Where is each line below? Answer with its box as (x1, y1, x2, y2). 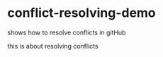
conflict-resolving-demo (7, 5, 156, 21)
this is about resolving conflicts (7, 42, 99, 50)
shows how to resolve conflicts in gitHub (7, 28, 126, 37)
